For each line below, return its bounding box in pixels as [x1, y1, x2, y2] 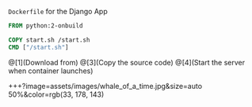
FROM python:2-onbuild [8, 22, 83, 30]
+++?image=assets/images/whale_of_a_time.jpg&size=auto [8, 81, 203, 90]
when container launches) [8, 66, 94, 76]
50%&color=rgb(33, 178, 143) [8, 90, 105, 99]
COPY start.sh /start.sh [8, 35, 90, 44]
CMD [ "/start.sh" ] [8, 43, 69, 51]
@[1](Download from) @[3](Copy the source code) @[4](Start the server [8, 57, 246, 67]
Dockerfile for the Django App [8, 7, 109, 16]
